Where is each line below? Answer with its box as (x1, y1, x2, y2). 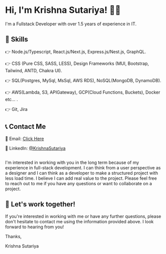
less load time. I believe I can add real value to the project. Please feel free (5, 175, 157, 181)
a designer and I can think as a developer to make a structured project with (5, 170, 159, 176)
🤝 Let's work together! (5, 200, 76, 208)
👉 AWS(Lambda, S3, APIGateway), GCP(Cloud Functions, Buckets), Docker (5, 89, 161, 95)
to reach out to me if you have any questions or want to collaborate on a (5, 180, 152, 186)
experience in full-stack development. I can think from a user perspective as (5, 164, 161, 170)
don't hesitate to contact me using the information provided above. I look (5, 218, 154, 224)
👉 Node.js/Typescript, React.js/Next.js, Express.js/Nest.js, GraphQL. (5, 49, 146, 54)
